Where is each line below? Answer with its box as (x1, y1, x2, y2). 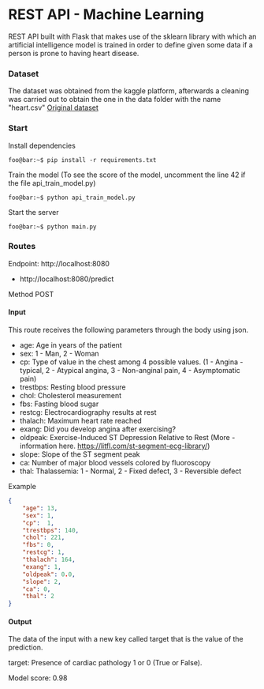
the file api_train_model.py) (8, 178, 96, 187)
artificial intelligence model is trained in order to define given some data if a (8, 40, 254, 49)
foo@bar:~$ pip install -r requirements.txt (8, 156, 157, 164)
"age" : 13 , (22, 504, 58, 512)
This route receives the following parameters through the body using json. (8, 326, 249, 335)
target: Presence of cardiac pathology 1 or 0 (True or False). (8, 658, 203, 668)
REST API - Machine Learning (8, 6, 205, 24)
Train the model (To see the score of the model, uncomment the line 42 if (8, 170, 246, 179)
